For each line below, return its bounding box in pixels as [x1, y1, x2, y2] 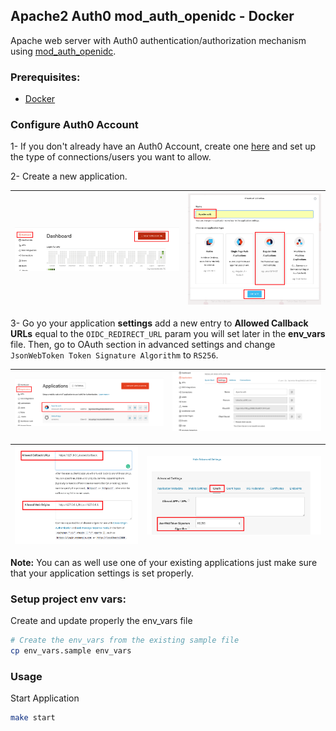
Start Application [10, 692, 80, 704]
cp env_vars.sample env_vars [10, 646, 132, 656]
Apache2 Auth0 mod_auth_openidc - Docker [10, 8, 295, 25]
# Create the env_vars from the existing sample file [10, 635, 240, 646]
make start [10, 713, 56, 723]
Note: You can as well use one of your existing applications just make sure [10, 556, 318, 568]
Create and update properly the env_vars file [10, 615, 193, 627]
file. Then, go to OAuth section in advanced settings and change [10, 338, 276, 350]
